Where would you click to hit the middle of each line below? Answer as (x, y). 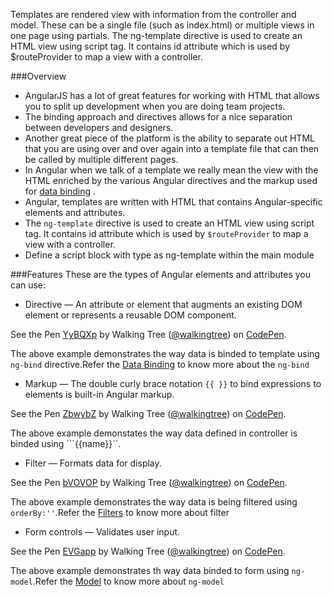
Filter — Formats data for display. (93, 463)
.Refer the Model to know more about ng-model (128, 581)
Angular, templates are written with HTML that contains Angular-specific (173, 202)
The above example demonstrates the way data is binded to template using (165, 353)
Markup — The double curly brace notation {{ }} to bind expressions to (173, 383)
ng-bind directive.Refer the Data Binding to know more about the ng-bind (160, 364)
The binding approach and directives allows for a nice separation (158, 117)
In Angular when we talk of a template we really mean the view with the (171, 170)
